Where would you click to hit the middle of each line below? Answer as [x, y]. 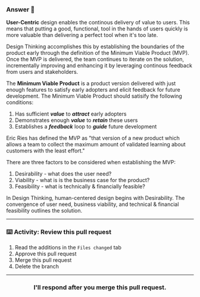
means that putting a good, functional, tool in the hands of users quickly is [97, 29]
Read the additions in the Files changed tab [68, 247]
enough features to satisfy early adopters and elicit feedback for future [93, 90]
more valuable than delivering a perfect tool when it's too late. [82, 35]
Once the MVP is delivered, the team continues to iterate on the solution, [95, 60]
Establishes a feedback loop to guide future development [86, 127]
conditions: [20, 102]
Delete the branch [37, 266]
